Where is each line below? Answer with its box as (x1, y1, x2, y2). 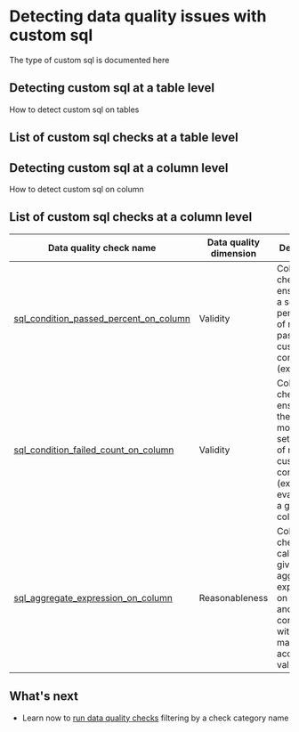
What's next (9, 688, 78, 704)
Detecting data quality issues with (9, 6, 267, 27)
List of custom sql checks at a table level (9, 130, 238, 145)
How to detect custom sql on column (9, 183, 144, 194)
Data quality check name (47, 241, 157, 254)
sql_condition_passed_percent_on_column (13, 312, 191, 324)
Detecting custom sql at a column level (9, 160, 229, 175)
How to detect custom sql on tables (9, 104, 140, 115)
